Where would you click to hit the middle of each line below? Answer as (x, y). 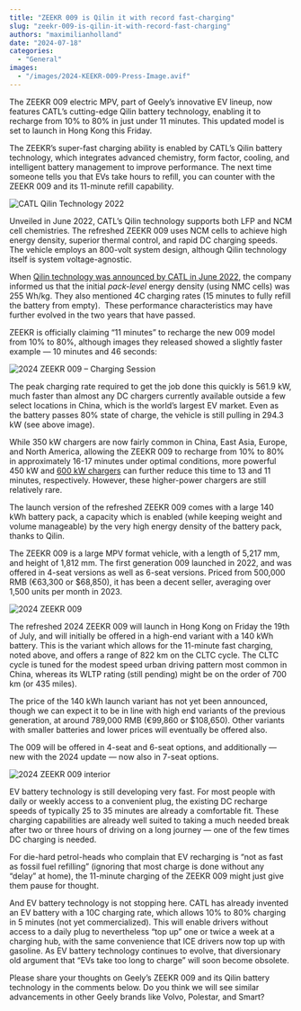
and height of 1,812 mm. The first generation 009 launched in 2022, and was (150, 562)
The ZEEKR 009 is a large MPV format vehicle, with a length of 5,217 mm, (145, 553)
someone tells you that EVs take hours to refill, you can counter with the (142, 176)
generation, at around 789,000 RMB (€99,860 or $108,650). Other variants (147, 720)
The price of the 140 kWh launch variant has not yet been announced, (138, 701)
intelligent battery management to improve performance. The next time (141, 166)
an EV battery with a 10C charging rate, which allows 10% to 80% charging (148, 912)
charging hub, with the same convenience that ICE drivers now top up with (147, 941)
